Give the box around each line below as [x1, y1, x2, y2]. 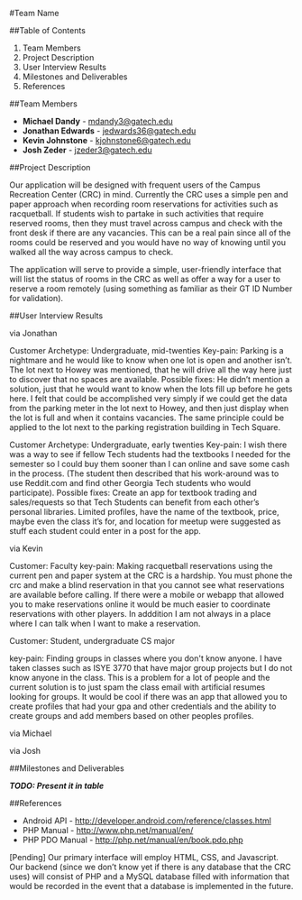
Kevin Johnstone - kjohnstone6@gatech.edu [22, 135, 191, 145]
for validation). [9, 293, 64, 303]
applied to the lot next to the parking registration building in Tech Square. [9, 422, 281, 432]
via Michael [9, 728, 52, 739]
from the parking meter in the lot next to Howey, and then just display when [9, 403, 289, 413]
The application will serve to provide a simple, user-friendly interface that [9, 264, 282, 274]
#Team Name [9, 8, 60, 18]
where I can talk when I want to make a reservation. [9, 618, 201, 629]
